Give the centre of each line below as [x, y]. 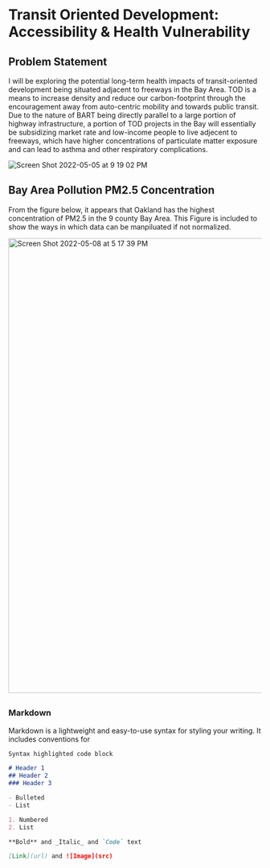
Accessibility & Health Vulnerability [129, 32]
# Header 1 [27, 768]
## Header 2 [28, 776]
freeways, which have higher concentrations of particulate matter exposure [133, 141]
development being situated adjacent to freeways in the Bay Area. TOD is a [133, 89]
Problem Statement [58, 62]
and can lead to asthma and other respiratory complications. [108, 149]
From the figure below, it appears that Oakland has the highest [111, 209]
